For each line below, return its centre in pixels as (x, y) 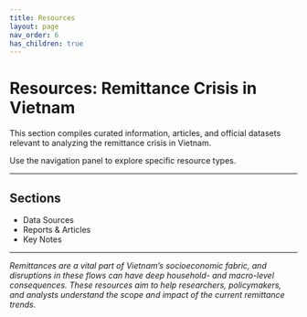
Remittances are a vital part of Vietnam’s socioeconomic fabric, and (138, 265)
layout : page (34, 26)
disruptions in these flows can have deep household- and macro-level (142, 275)
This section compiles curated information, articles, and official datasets (145, 133)
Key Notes (42, 239)
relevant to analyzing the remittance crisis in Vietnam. (111, 143)
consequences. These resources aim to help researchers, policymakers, (145, 285)
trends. (23, 304)
